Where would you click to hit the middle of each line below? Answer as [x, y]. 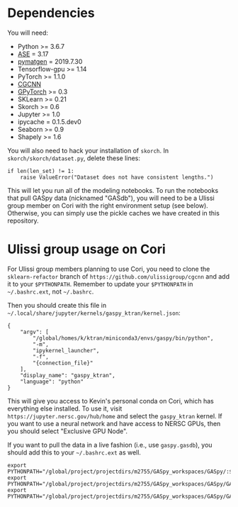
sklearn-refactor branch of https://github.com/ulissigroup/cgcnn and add [119, 276]
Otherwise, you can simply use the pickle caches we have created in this [113, 213]
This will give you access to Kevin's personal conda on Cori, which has [110, 401]
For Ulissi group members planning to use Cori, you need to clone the [109, 269]
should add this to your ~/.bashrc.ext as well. [74, 452]
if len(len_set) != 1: [41, 171]
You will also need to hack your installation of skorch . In [88, 150]
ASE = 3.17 [33, 54]
